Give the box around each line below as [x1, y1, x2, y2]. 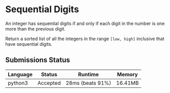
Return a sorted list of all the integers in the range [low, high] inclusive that [5, 36, 164, 42]
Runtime [78, 71, 99, 78]
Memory [117, 71, 138, 78]
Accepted [37, 79, 61, 86]
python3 [8, 79, 28, 86]
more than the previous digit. [5, 25, 66, 32]
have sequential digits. [5, 41, 52, 47]
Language [8, 71, 33, 78]
